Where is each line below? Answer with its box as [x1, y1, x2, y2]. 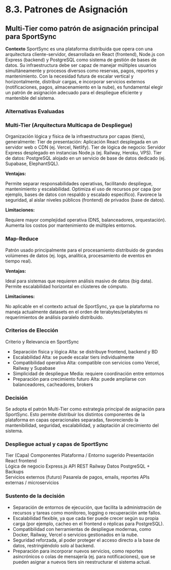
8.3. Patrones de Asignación [5, 4, 128, 15]
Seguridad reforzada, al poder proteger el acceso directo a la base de [12, 537, 160, 543]
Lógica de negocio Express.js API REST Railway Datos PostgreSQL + [5, 463, 150, 469]
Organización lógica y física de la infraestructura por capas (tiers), [5, 133, 145, 139]
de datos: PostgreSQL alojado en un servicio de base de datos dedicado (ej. [5, 155, 166, 162]
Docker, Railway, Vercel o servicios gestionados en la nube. [12, 531, 139, 538]
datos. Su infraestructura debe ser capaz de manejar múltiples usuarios [5, 62, 157, 68]
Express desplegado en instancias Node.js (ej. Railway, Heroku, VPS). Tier [5, 150, 162, 156]
